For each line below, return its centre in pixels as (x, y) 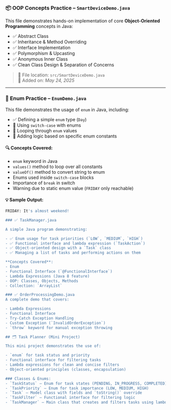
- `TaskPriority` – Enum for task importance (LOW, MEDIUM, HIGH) (77, 388)
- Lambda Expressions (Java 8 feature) (48, 276)
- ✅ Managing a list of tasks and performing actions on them (73, 253)
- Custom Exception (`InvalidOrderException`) (55, 323)
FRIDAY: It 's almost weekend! (37, 211)
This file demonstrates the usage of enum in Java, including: (67, 110)
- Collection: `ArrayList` (34, 286)
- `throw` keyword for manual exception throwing (59, 327)
